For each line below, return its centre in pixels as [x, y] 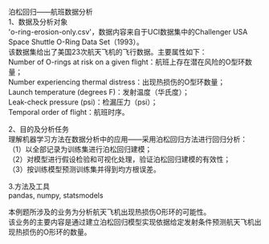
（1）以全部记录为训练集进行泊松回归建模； [80, 149]
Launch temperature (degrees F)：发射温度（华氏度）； [99, 92]
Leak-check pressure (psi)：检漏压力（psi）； [83, 102]
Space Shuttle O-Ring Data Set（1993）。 [76, 42]
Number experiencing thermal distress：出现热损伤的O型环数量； [117, 82]
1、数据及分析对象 [38, 22]
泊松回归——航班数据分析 [51, 12]
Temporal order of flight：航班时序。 [69, 112]
